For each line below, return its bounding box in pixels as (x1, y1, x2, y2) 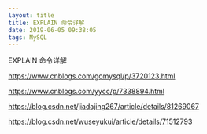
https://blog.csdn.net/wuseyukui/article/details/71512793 (8, 117, 193, 126)
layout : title (8, 11, 55, 20)
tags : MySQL (8, 33, 47, 42)
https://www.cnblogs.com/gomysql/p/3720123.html (8, 71, 176, 81)
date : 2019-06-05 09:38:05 (8, 26, 97, 34)
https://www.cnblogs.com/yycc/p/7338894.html (8, 87, 165, 96)
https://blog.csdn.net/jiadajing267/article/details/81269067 (8, 102, 199, 111)
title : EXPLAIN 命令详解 (8, 19, 85, 27)
